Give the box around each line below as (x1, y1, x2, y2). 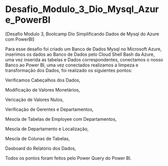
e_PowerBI (5, 14, 51, 26)
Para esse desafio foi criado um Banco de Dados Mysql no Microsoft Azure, (5, 46, 162, 52)
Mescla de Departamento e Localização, (5, 126, 89, 132)
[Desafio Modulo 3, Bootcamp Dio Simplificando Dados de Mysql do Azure (5, 31, 159, 37)
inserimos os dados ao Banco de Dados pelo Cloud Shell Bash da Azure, (5, 51, 155, 57)
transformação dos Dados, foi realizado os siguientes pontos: (5, 67, 132, 73)
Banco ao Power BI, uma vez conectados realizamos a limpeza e (5, 62, 139, 68)
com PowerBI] (5, 36, 35, 42)
